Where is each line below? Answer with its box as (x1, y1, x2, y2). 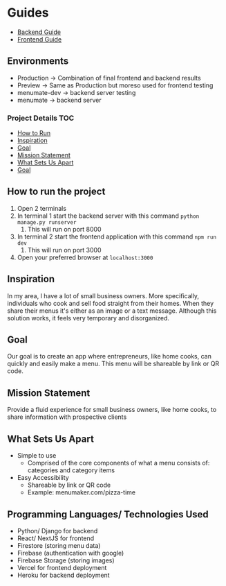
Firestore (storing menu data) (17, 541, 101, 549)
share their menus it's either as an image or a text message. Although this (7, 307, 217, 315)
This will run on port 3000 (27, 245, 102, 254)
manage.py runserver (17, 218, 77, 226)
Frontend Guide (17, 35, 62, 43)
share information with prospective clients (7, 413, 127, 421)
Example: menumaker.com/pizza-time (27, 488, 136, 497)
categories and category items (27, 466, 115, 474)
